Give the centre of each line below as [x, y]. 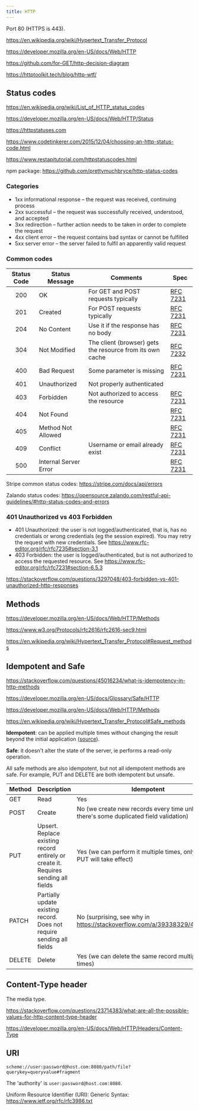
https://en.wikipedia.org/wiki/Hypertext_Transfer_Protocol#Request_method [99, 641]
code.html [18, 148]
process [25, 206]
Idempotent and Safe [46, 666]
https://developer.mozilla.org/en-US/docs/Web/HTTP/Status [80, 119]
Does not [50, 924]
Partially [49, 894]
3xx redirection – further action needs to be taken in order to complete [100, 224]
